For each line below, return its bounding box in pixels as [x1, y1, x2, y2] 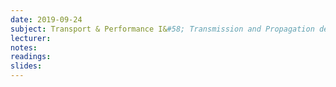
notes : [10, 42, 38, 53]
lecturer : [10, 33, 52, 43]
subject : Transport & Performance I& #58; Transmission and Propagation [10, 24, 315, 34]
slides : [10, 61, 43, 71]
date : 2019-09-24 [10, 14, 83, 25]
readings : [10, 52, 52, 62]
